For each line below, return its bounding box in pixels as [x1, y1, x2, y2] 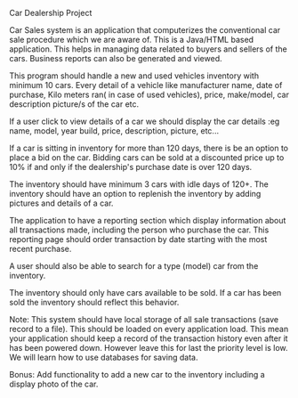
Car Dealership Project [9, 8, 93, 18]
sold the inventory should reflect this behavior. [9, 297, 180, 307]
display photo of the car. [9, 378, 99, 389]
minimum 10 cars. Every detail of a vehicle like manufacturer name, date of [9, 80, 283, 90]
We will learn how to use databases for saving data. [9, 352, 198, 362]
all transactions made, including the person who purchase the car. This [9, 224, 270, 235]
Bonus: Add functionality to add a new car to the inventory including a [9, 370, 265, 379]
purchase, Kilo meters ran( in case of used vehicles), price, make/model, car [9, 89, 289, 100]
